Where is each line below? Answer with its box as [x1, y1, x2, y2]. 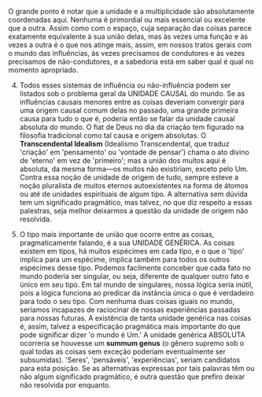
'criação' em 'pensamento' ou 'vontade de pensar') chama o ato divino [19, 147, 249, 157]
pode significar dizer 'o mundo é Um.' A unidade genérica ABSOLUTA [19, 330, 245, 339]
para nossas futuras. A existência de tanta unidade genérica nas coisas [19, 314, 252, 322]
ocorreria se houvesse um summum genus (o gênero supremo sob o [19, 339, 245, 347]
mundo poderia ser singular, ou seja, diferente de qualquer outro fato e [19, 272, 249, 280]
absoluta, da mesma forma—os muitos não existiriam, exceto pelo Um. [19, 165, 249, 173]
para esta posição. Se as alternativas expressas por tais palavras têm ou [19, 364, 255, 373]
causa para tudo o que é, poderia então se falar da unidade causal [19, 114, 235, 123]
